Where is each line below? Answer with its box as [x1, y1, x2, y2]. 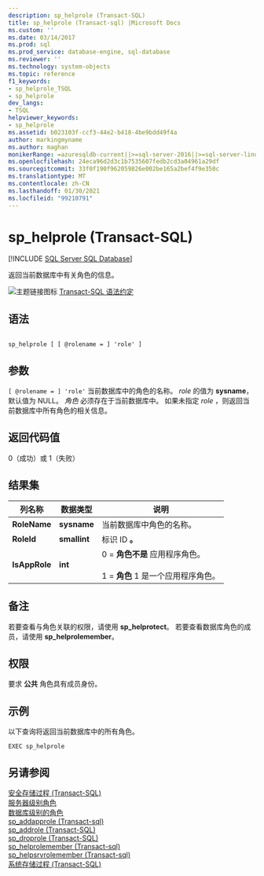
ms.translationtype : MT [8, 172, 86, 181]
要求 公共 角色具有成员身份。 [8, 679, 102, 689]
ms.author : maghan [8, 143, 68, 151]
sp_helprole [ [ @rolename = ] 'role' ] [8, 340, 143, 348]
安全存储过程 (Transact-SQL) [8, 788, 102, 797]
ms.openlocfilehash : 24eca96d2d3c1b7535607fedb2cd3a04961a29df [8, 158, 220, 166]
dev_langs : [8, 99, 44, 107]
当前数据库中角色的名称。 [101, 519, 196, 530]
